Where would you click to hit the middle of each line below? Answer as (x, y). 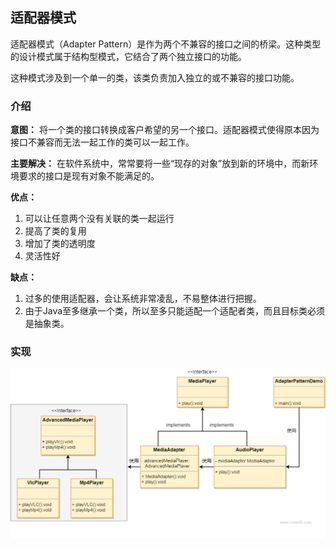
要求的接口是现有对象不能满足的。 (89, 176)
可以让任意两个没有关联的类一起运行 (99, 219)
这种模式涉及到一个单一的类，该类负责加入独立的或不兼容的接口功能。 (155, 77)
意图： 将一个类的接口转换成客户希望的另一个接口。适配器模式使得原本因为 (165, 130)
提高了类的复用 (55, 231)
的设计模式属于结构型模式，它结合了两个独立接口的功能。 (128, 56)
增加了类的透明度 (60, 244)
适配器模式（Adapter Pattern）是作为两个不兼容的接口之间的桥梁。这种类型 (166, 44)
